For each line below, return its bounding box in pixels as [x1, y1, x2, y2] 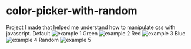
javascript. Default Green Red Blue [6, 30, 186, 37]
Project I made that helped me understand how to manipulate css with [6, 24, 176, 31]
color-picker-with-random [6, 4, 138, 18]
